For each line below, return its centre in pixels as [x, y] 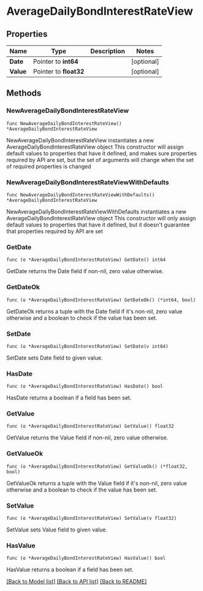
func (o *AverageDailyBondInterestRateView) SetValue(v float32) [91, 519]
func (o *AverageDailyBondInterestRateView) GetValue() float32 [90, 427]
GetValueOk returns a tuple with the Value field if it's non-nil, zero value [97, 483]
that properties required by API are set [55, 231]
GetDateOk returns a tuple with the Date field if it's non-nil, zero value [94, 311]
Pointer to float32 [59, 71]
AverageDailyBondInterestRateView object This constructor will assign [95, 147]
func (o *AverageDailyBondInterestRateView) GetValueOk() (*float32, [97, 466]
